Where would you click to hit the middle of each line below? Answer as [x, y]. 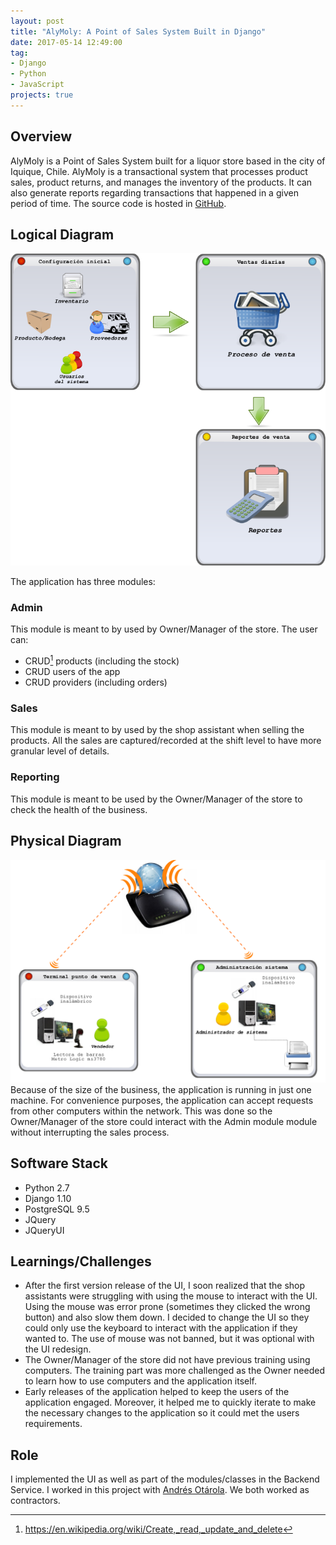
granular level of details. [60, 751]
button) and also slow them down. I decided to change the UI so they [167, 1317]
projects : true [42, 95]
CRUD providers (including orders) [96, 682]
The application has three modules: [83, 582]
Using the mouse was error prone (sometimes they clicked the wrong [167, 1307]
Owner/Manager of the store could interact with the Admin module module [164, 1121]
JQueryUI [44, 1230]
